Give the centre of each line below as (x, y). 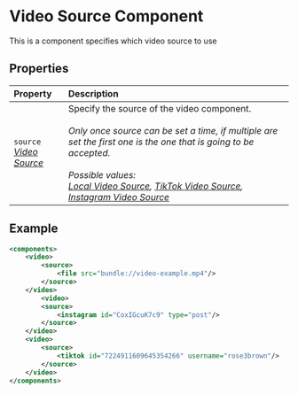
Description (93, 93)
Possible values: (102, 174)
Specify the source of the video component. (160, 108)
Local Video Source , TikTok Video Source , (156, 186)
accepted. (89, 152)
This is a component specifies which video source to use (113, 41)
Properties (39, 69)
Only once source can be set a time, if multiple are (173, 130)
